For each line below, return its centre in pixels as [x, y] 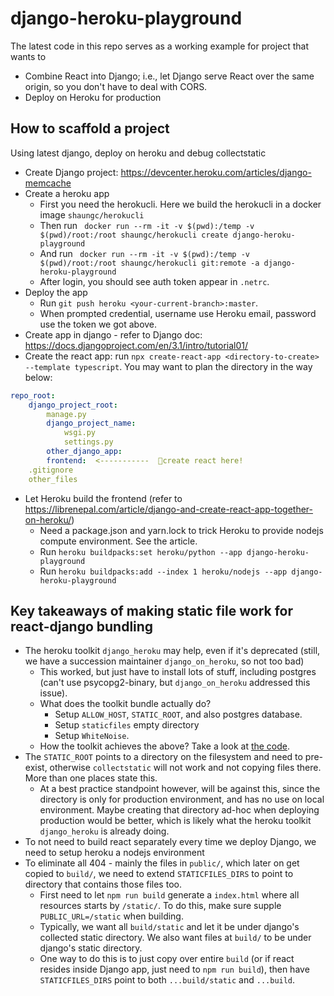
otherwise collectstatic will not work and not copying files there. [185, 768]
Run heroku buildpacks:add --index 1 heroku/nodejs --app [163, 571]
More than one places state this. [91, 778]
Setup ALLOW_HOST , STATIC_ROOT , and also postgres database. [178, 714]
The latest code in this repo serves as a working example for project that [160, 46]
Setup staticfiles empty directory [127, 725]
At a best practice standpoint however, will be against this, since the [180, 789]
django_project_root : [73, 405]
